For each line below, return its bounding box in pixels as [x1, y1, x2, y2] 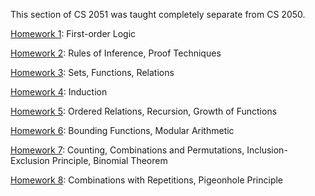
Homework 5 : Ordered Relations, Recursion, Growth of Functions [10, 105, 278, 117]
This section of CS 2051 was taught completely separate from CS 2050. [10, 9, 306, 20]
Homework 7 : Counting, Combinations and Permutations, [10, 144, 245, 156]
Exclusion [10, 155, 50, 166]
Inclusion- [246, 144, 288, 156]
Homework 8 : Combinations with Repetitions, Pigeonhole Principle [10, 174, 284, 186]
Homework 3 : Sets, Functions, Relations [10, 67, 175, 78]
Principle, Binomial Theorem [51, 155, 168, 166]
